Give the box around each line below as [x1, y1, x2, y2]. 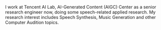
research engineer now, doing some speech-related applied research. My [5, 9, 156, 15]
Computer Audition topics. [5, 19, 59, 25]
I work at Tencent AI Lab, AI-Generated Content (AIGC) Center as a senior [5, 4, 157, 10]
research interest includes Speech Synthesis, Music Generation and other [5, 15, 156, 20]
